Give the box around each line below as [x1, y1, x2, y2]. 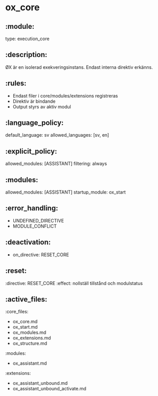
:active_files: [5, 295, 48, 304]
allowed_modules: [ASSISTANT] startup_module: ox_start [5, 189, 126, 195]
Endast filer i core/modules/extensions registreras [12, 92, 118, 99]
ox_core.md [12, 318, 38, 325]
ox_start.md [12, 324, 38, 330]
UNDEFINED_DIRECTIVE [12, 217, 64, 223]
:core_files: [5, 309, 29, 315]
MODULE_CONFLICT [12, 223, 57, 229]
